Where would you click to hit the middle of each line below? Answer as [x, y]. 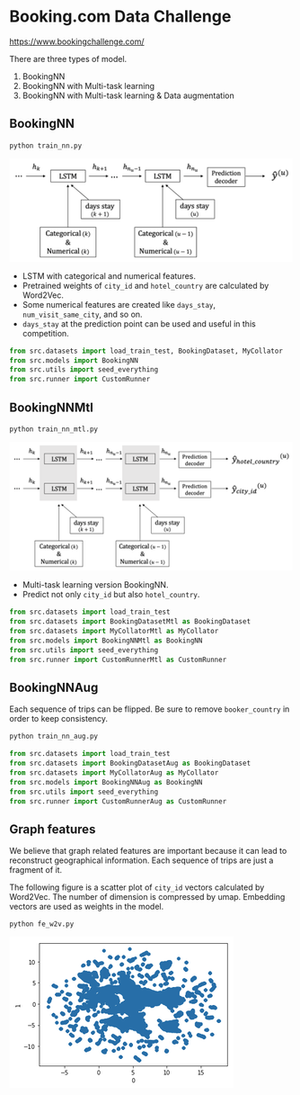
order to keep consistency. [59, 719]
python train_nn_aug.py [54, 736]
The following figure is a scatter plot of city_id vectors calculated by [137, 887]
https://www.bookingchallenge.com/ [77, 41]
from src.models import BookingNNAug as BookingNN [106, 782]
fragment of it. [36, 870]
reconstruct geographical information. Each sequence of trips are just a [141, 860]
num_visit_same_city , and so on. [82, 314]
